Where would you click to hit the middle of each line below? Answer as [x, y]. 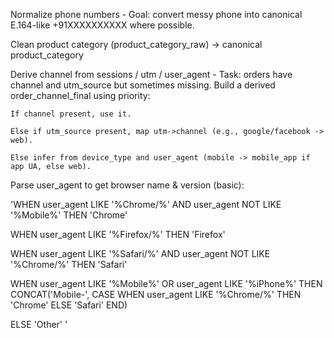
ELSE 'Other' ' [39, 324]
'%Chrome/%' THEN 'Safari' [69, 264]
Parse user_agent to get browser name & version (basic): [127, 185]
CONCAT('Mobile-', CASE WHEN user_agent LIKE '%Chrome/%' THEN [156, 294]
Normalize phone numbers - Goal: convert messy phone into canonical [156, 14]
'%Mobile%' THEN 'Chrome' [69, 215]
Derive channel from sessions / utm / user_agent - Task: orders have [151, 74]
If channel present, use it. [71, 114]
